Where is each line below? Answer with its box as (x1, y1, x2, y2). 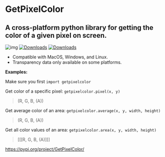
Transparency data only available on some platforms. (12, 59, 122, 65)
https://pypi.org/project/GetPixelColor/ (5, 146, 84, 152)
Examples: (5, 69, 27, 75)
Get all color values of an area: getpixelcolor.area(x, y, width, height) (5, 127, 156, 133)
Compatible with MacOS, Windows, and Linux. (12, 54, 108, 60)
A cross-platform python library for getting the (5, 23, 153, 32)
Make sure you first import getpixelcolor (5, 79, 91, 84)
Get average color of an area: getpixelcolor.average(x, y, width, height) (5, 108, 161, 113)
